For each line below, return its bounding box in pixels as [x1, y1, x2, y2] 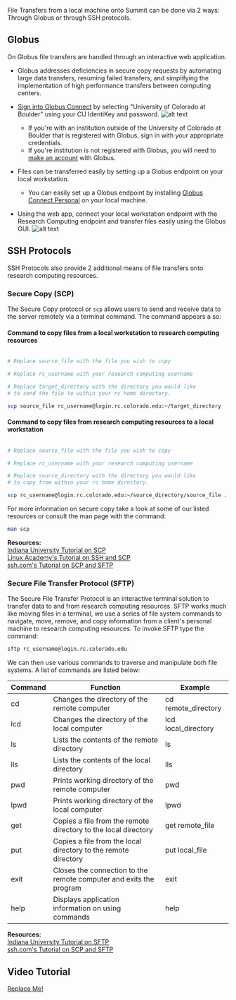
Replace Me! [7, 984, 44, 993]
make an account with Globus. [27, 153, 116, 161]
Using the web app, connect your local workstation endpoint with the [17, 209, 218, 218]
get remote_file [164, 821, 215, 831]
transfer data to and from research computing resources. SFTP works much [7, 602, 227, 611]
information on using [53, 903, 122, 913]
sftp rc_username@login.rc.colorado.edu [7, 645, 128, 653]
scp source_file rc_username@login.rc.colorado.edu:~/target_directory [7, 402, 221, 410]
